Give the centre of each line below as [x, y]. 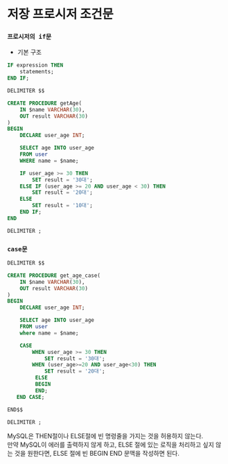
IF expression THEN [35, 65]
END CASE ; [30, 397]
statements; [37, 72]
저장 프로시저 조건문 [61, 14]
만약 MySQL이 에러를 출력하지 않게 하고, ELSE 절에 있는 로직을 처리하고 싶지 [111, 445]
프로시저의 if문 [29, 37]
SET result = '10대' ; [63, 206]
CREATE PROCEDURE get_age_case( [54, 275]
